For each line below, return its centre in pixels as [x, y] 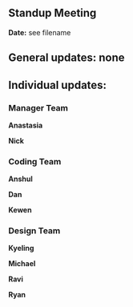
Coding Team [35, 161]
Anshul [21, 179]
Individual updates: [57, 85]
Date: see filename [40, 32]
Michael [22, 264]
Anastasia [26, 125]
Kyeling [21, 248]
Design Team [34, 231]
